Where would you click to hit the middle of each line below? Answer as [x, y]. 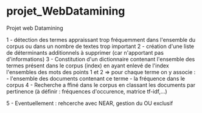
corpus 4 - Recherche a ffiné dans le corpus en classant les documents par [101, 85]
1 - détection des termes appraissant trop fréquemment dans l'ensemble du [101, 39]
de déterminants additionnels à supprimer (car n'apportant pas [85, 52]
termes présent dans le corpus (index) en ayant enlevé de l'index [88, 66]
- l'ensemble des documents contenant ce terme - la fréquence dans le [96, 78]
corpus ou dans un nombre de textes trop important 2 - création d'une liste [100, 46]
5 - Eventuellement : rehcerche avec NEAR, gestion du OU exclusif [90, 103]
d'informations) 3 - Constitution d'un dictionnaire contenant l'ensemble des [101, 59]
